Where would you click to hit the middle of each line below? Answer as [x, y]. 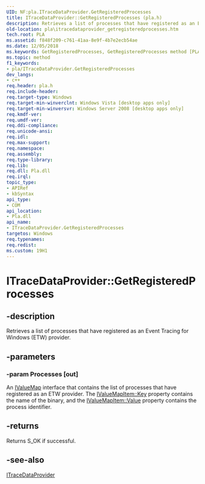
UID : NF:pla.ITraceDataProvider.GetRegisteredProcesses [79, 12]
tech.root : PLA [26, 35]
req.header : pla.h [30, 86]
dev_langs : [20, 75]
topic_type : [21, 183]
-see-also [25, 460]
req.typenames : [26, 239]
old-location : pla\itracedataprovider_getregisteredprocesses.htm [92, 29]
